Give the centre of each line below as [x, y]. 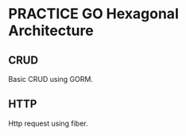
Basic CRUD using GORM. [51, 79]
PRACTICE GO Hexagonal [93, 14]
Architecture [51, 31]
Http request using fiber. [48, 123]
